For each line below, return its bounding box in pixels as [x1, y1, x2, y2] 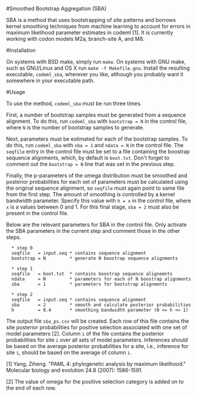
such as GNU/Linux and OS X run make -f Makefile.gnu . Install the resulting [6, 64, 190, 72]
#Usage [6, 89, 25, 95]
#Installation [6, 47, 37, 54]
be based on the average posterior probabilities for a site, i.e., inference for [6, 343, 189, 349]
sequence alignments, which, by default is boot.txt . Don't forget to [6, 154, 170, 161]
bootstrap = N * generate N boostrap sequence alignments [11, 255, 178, 261]
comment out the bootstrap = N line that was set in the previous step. [6, 161, 176, 167]
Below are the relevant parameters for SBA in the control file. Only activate [6, 221, 187, 228]
